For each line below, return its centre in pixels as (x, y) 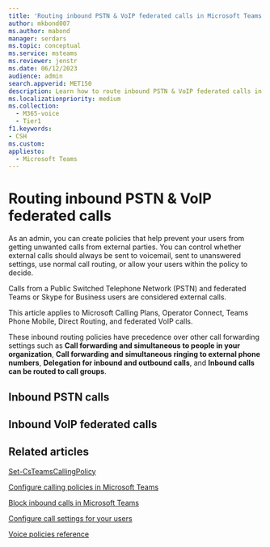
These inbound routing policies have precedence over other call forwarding (134, 337)
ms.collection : (34, 106)
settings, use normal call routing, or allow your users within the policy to (128, 265)
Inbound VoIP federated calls (83, 424)
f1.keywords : (30, 129)
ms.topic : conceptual (45, 46)
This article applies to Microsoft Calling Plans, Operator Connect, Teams (129, 313)
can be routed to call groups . (57, 371)
